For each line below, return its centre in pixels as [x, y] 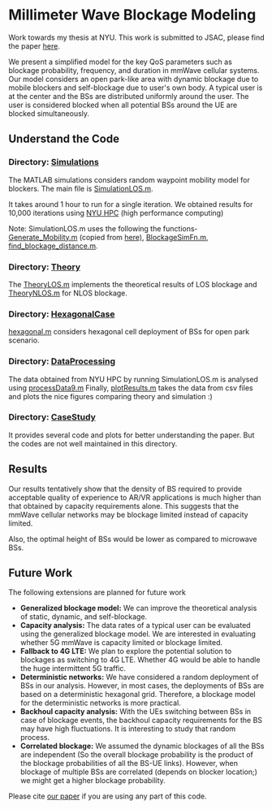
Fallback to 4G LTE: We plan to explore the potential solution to [126, 652]
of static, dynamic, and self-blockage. [84, 617]
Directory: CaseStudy [52, 417]
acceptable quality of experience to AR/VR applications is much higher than [135, 497]
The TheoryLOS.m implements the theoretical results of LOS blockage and [133, 284]
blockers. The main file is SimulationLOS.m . [81, 188]
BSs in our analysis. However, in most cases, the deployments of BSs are [142, 686]
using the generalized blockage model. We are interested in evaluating [138, 634]
